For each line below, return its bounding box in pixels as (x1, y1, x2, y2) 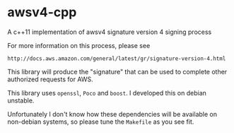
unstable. (7, 96, 35, 105)
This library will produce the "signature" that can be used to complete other (7, 67, 228, 76)
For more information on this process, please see (7, 41, 151, 50)
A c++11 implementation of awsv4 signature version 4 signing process (7, 28, 212, 36)
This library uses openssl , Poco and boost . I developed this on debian (7, 88, 207, 97)
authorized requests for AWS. (7, 75, 93, 83)
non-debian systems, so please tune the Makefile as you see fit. (7, 117, 194, 126)
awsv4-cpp (7, 4, 77, 21)
